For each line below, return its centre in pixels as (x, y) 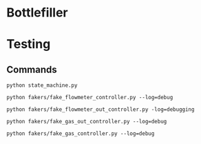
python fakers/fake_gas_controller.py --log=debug (81, 134)
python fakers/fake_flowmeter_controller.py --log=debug (90, 98)
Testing (29, 44)
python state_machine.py (42, 85)
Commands (32, 69)
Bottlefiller (37, 13)
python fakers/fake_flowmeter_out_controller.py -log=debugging (100, 110)
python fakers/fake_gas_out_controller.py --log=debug (87, 122)
